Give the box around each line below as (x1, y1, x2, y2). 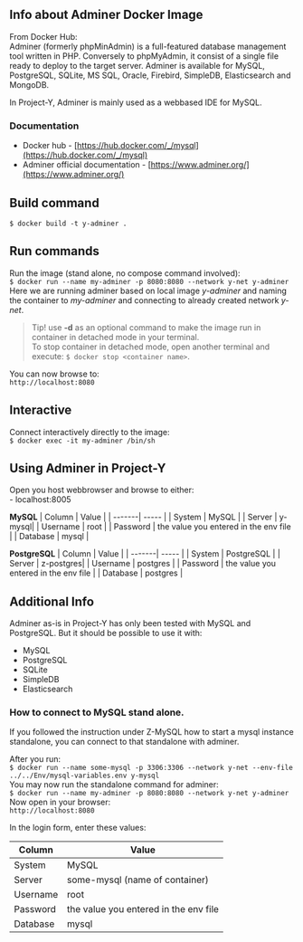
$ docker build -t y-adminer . (9, 219, 128, 228)
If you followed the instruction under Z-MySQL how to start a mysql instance (9, 727, 294, 737)
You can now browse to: (9, 368, 99, 379)
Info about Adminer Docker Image (9, 7, 204, 23)
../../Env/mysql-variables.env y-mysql (9, 771, 160, 781)
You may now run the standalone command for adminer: (9, 779, 219, 790)
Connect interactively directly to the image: (9, 426, 170, 437)
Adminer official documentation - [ (22, 159, 152, 170)
